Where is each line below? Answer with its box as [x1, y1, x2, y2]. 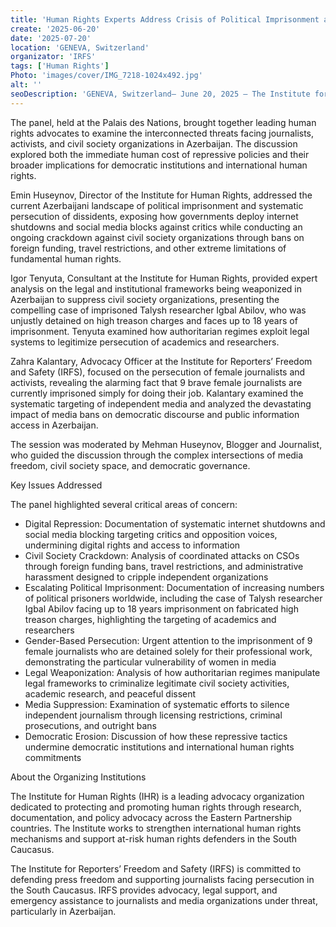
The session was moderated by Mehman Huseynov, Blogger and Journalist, [10, 438, 323, 450]
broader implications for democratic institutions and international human [10, 159, 308, 171]
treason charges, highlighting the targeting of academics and [24, 613, 277, 625]
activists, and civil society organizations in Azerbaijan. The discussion [10, 137, 298, 150]
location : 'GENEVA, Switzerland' [10, 42, 150, 53]
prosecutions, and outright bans [24, 719, 157, 731]
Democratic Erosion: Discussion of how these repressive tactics [24, 730, 288, 742]
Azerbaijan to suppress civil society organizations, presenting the [10, 293, 280, 305]
